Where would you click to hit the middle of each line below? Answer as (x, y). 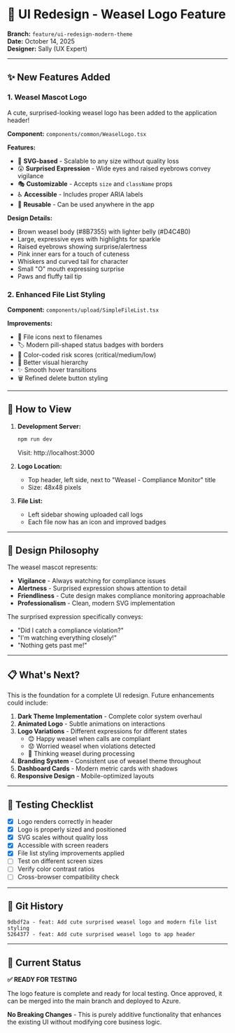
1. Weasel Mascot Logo (47, 98)
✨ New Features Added (59, 78)
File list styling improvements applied (71, 853)
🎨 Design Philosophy (53, 551)
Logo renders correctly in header (65, 822)
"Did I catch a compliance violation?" (70, 630)
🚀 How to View (40, 409)
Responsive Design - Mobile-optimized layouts (86, 776)
